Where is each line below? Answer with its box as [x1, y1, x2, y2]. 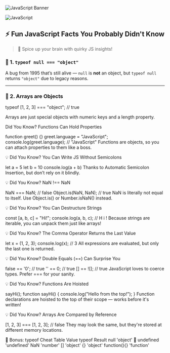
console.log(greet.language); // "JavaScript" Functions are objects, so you [5, 139, 159, 145]
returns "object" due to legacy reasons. [5, 75, 89, 82]
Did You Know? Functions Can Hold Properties [5, 124, 102, 130]
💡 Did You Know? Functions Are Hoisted [5, 281, 89, 287]
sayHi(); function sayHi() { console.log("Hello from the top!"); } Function [5, 291, 155, 297]
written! [5, 302, 21, 308]
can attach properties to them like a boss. [5, 144, 92, 150]
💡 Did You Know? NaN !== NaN [5, 180, 71, 186]
